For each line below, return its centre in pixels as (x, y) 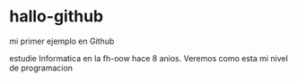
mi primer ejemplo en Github (62, 41)
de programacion (41, 68)
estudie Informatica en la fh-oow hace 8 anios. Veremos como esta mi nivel (149, 58)
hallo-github (57, 16)
